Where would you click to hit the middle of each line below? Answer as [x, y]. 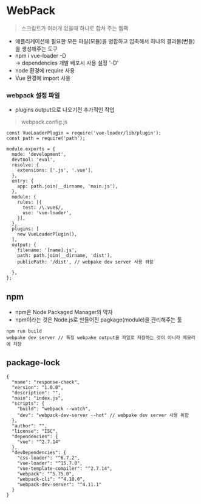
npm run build [24, 331]
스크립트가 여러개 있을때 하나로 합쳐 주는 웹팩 [75, 28]
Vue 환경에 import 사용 [43, 78]
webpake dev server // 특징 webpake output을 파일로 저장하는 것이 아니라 [93, 338]
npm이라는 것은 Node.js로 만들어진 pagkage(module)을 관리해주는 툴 [98, 320]
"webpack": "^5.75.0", [46, 474]
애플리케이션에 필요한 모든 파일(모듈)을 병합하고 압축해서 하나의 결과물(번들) [105, 41]
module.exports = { [31, 149]
